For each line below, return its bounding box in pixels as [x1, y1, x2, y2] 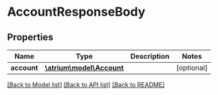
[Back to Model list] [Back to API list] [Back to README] [7, 81, 165, 89]
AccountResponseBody [7, 4, 146, 20]
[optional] [176, 63, 208, 72]
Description [130, 52, 170, 61]
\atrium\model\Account [44, 63, 124, 72]
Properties [7, 31, 54, 43]
